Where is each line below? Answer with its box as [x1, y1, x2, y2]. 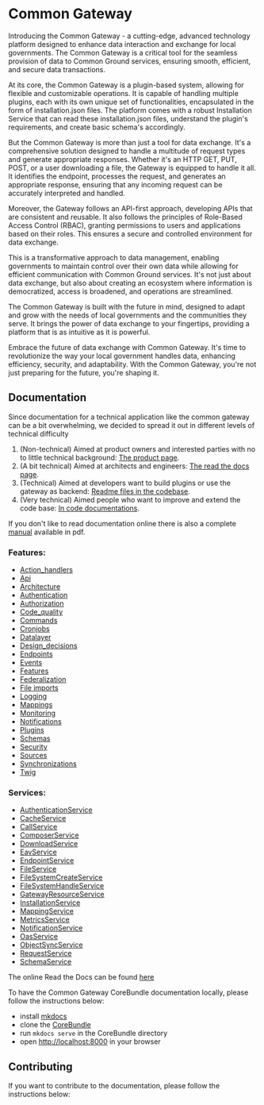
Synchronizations [19, 759, 77, 768]
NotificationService [19, 923, 83, 933]
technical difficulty [8, 429, 69, 438]
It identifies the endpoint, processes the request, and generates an [8, 171, 226, 181]
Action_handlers [19, 565, 74, 575]
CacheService [19, 814, 67, 823]
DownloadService [19, 839, 78, 849]
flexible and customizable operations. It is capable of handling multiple [8, 88, 239, 98]
